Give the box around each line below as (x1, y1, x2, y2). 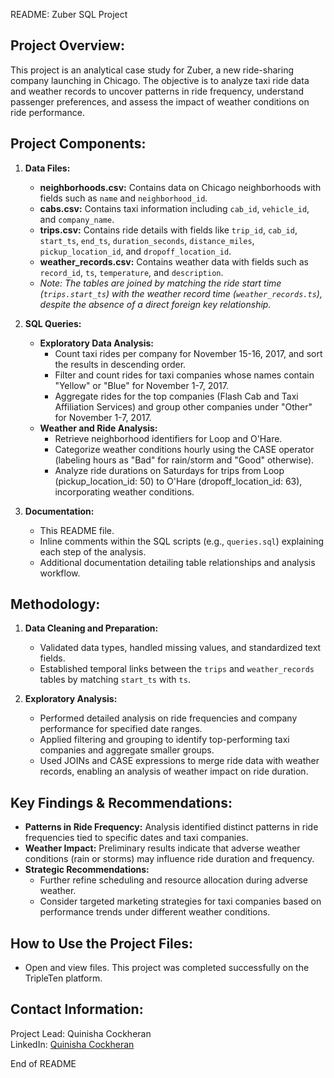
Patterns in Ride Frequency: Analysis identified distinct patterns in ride (24, 821, 319, 833)
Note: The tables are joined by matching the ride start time (39, 277, 282, 289)
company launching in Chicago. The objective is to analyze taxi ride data (10, 74, 310, 86)
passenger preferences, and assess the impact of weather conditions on (10, 95, 310, 108)
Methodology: (10, 596, 101, 613)
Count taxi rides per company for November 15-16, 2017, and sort (54, 347, 323, 359)
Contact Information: (10, 1001, 144, 1018)
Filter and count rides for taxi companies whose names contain (54, 369, 315, 381)
